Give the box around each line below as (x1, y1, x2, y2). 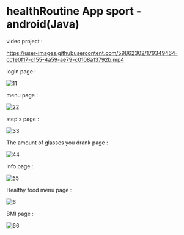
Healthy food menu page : (6, 186, 72, 193)
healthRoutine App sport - (6, 4, 142, 18)
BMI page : (6, 210, 34, 217)
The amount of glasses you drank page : (6, 139, 108, 146)
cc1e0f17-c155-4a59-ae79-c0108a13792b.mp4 (6, 56, 125, 63)
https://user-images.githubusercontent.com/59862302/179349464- (6, 49, 178, 56)
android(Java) (6, 17, 79, 31)
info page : (6, 162, 34, 170)
